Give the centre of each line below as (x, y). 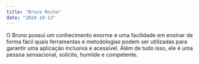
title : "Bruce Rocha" (34, 12)
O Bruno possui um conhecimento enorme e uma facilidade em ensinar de (100, 35)
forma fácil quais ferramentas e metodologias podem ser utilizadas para (97, 41)
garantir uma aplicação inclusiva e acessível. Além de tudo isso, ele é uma (100, 48)
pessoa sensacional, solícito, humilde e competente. (72, 54)
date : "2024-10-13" (31, 18)
